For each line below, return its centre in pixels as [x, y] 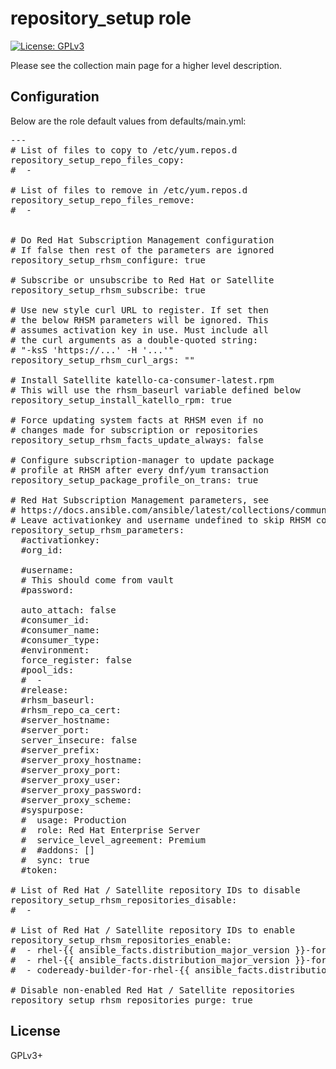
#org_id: [42, 550]
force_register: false [76, 660]
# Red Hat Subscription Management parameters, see [140, 500]
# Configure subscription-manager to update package [142, 460]
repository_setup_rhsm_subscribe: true [108, 290]
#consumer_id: [55, 620]
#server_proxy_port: [71, 770]
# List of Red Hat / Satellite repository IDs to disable [155, 890]
